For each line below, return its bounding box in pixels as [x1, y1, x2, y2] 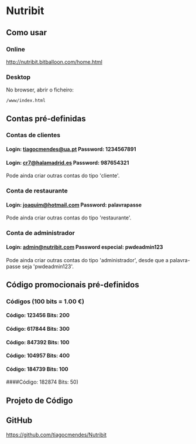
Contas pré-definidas [6, 113, 86, 124]
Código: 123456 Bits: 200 [6, 312, 70, 319]
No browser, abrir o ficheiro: [6, 86, 74, 93]
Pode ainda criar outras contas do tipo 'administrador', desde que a [6, 256, 169, 263]
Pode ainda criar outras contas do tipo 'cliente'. [6, 172, 120, 179]
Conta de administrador [6, 229, 75, 237]
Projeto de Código [6, 395, 73, 405]
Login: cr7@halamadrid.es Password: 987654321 [6, 159, 129, 166]
